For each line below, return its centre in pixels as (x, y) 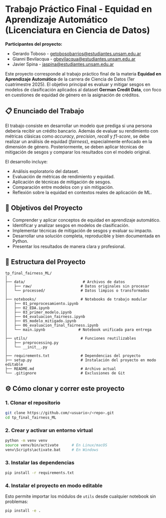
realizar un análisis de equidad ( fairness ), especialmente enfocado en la (79, 141)
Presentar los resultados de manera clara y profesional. (69, 246)
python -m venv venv (27, 441)
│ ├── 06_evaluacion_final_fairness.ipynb (52, 326)
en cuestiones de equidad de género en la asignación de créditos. (73, 95)
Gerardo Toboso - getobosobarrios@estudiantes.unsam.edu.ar (77, 54)
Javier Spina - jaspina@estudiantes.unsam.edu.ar (63, 64)
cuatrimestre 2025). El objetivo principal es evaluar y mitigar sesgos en (78, 84)
